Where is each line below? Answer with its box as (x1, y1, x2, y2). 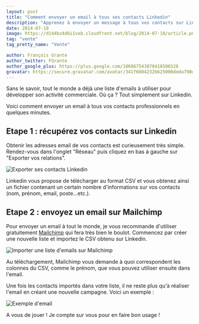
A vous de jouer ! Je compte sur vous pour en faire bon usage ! (6, 312, 161, 318)
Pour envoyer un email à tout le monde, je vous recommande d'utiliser (6, 223, 177, 229)
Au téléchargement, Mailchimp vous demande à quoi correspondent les (6, 258, 181, 265)
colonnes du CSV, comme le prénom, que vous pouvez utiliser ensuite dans (6, 264, 191, 271)
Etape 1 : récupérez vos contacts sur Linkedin (6, 126, 177, 136)
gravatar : (6, 69, 31, 74)
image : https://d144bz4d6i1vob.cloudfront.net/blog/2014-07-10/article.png (6, 31, 197, 37)
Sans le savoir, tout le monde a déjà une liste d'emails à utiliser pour (6, 85, 172, 92)
